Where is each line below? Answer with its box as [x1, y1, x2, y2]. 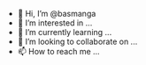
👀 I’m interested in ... [17, 18, 93, 28]
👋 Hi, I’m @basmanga [17, 9, 96, 18]
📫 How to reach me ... [17, 47, 100, 56]
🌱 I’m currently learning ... [17, 27, 112, 37]
